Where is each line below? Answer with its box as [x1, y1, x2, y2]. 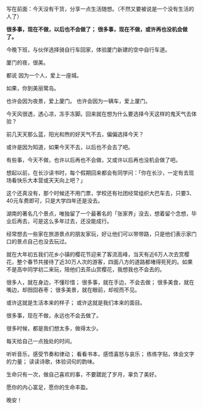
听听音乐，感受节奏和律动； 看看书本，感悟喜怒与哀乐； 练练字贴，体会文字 [6, 350, 195, 358]
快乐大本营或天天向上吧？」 [16, 177, 86, 184]
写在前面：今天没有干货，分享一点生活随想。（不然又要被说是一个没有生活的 [6, 5, 195, 12]
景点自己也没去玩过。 [16, 238, 70, 245]
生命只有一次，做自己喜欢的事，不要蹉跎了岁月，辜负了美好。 [6, 371, 160, 378]
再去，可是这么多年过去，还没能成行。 [16, 217, 112, 225]
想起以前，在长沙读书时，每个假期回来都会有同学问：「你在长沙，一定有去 [6, 169, 189, 176]
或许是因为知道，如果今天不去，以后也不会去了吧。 [6, 144, 134, 150]
